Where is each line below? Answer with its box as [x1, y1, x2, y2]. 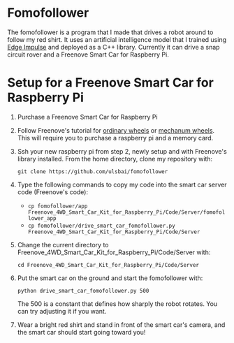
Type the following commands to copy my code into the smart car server [17, 180, 227, 189]
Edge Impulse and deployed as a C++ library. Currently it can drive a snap [7, 43, 220, 51]
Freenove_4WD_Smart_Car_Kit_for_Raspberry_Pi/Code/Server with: [17, 248, 211, 256]
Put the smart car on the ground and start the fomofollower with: [17, 274, 203, 282]
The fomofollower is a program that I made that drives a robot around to [7, 28, 214, 36]
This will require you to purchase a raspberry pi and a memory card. [17, 133, 214, 142]
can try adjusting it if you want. [17, 307, 107, 315]
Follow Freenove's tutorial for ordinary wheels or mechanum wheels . [17, 126, 215, 134]
